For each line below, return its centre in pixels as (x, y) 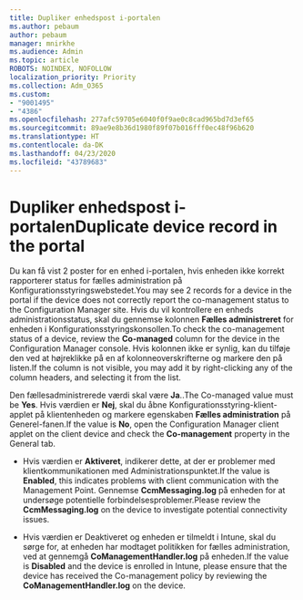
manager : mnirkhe (42, 43)
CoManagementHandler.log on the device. (104, 585)
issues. (36, 520)
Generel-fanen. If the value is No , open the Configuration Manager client (144, 424)
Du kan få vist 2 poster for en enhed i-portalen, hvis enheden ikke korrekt (147, 271)
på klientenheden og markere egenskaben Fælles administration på (163, 415)
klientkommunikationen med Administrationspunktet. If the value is (146, 471)
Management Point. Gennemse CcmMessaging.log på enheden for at (154, 491)
